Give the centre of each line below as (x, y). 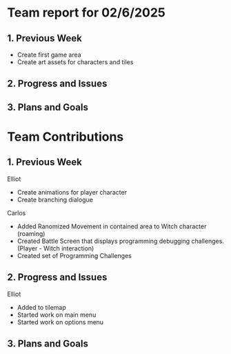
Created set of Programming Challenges (74, 255)
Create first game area (49, 55)
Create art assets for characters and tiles (75, 62)
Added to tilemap (42, 307)
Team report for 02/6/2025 (86, 13)
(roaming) (31, 233)
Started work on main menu (57, 315)
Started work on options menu (60, 322)
